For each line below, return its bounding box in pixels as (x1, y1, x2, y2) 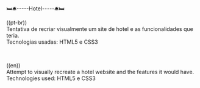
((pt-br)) (6, 19, 27, 26)
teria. (6, 32, 20, 39)
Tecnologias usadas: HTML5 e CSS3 (6, 38, 99, 46)
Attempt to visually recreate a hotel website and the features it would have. (6, 69, 195, 75)
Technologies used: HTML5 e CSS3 (6, 75, 96, 82)
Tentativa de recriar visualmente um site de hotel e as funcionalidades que (6, 25, 193, 32)
